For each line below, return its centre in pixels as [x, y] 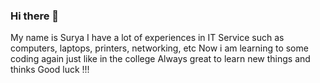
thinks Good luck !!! [50, 70]
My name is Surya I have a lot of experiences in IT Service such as [147, 38]
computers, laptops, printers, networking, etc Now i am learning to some [159, 48]
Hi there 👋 [35, 16]
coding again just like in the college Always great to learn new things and [160, 59]
